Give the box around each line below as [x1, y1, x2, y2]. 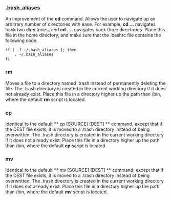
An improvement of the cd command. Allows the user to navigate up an [5, 16, 156, 22]
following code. [5, 37, 38, 44]
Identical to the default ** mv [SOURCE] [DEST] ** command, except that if [5, 167, 164, 173]
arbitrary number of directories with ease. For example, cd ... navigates [5, 21, 156, 27]
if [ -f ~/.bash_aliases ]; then [5, 48, 77, 53]
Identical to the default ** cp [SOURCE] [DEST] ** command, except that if [5, 121, 163, 127]
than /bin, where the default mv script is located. [5, 189, 108, 195]
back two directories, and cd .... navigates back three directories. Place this [5, 27, 165, 33]
